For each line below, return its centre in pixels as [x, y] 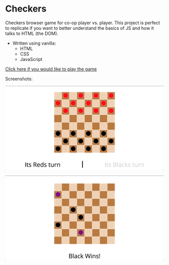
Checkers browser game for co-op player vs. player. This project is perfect [82, 23]
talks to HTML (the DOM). [32, 33]
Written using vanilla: [34, 43]
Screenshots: [19, 79]
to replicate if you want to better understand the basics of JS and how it [80, 28]
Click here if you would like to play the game [51, 69]
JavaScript [31, 59]
